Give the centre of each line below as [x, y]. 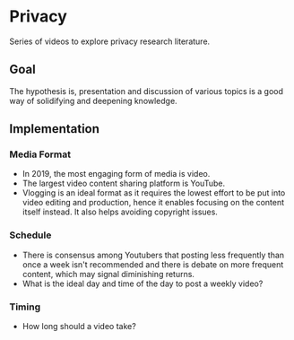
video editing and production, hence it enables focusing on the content [153, 203]
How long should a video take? [79, 327]
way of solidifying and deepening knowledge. [93, 100]
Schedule [30, 235]
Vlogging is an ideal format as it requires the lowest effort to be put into [154, 193]
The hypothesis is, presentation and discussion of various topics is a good [147, 91]
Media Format [40, 154]
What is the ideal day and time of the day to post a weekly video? [143, 283]
